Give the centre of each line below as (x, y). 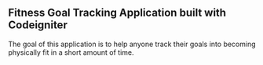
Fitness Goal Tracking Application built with (117, 13)
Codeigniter (38, 25)
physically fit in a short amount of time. (71, 52)
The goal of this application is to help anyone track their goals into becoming (132, 44)
